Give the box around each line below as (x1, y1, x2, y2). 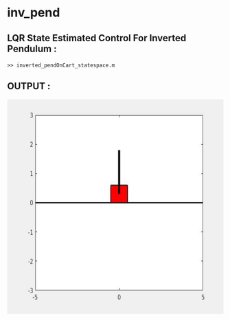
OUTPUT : (7, 80, 51, 92)
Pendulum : (7, 43, 57, 54)
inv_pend (7, 5, 60, 21)
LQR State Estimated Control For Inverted (7, 32, 187, 44)
